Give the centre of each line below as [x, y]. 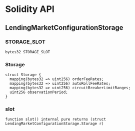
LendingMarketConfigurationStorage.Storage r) [54, 124]
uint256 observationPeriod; [39, 92]
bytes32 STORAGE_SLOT [28, 52]
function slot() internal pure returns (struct [56, 120]
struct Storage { [23, 75]
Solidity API [30, 9]
